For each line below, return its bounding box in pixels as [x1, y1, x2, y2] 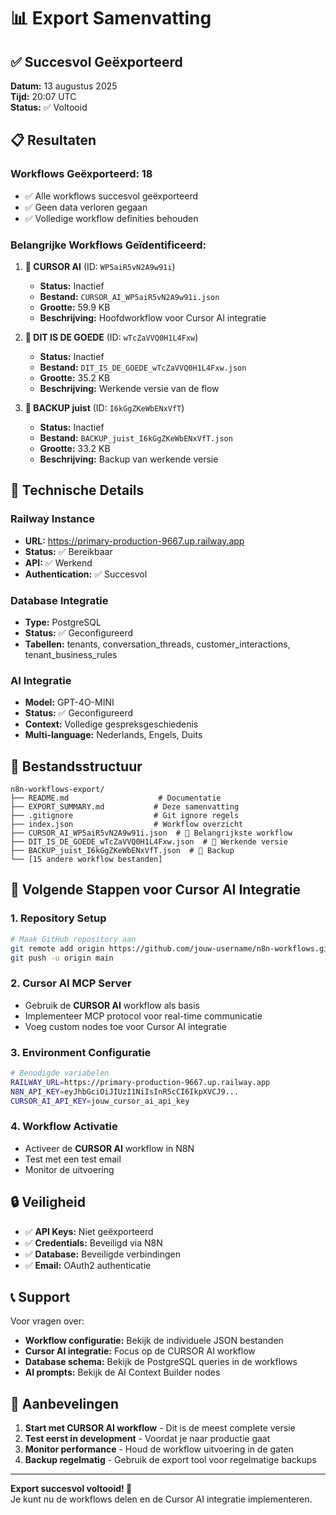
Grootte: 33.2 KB [39, 442, 111, 454]
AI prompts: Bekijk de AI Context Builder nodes [24, 1366, 221, 1379]
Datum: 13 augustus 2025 [10, 80, 118, 92]
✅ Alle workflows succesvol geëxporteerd [24, 190, 198, 202]
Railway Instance [10, 512, 95, 526]
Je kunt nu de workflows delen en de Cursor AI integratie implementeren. [10, 1493, 313, 1505]
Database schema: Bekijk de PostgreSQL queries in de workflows [24, 1356, 298, 1368]
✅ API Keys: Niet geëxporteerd [24, 1225, 154, 1237]
